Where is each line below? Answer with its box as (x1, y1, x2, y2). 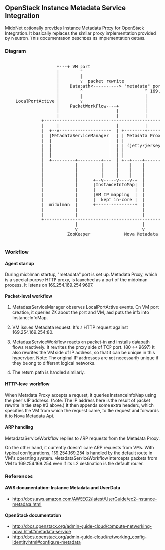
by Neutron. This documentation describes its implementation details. (5, 35, 146, 41)
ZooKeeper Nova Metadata (67, 231, 158, 237)
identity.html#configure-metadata (12, 539, 81, 545)
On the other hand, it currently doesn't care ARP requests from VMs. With (5, 444, 154, 450)
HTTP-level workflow (5, 381, 50, 387)
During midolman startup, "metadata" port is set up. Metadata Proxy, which (5, 271, 158, 278)
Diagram (5, 47, 26, 54)
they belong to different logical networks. (12, 360, 96, 366)
